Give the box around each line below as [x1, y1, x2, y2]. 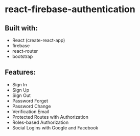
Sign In [12, 81, 27, 87]
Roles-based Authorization [12, 119, 69, 125]
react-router [12, 48, 38, 54]
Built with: [5, 24, 38, 32]
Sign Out [12, 92, 31, 98]
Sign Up [12, 87, 29, 93]
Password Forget [12, 97, 48, 104]
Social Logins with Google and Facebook [12, 124, 99, 130]
